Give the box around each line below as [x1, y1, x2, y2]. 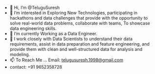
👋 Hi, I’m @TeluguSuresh [9, 5, 60, 10]
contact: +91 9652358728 [9, 64, 63, 70]
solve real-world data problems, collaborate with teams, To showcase [9, 20, 150, 26]
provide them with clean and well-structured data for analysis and [9, 47, 143, 52]
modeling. [9, 51, 30, 57]
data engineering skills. [9, 25, 57, 31]
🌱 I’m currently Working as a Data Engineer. [9, 31, 98, 36]
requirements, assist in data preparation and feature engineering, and [9, 41, 150, 47]
